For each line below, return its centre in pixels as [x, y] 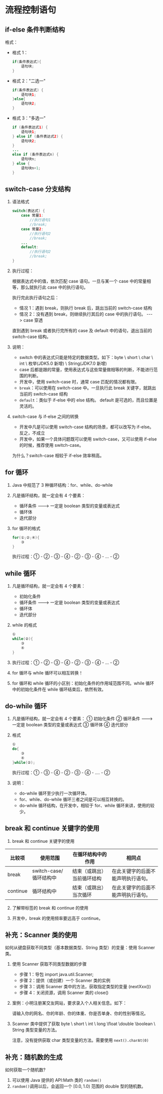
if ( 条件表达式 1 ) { [30, 127]
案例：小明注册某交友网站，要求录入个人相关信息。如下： [69, 1003]
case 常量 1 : [32, 216]
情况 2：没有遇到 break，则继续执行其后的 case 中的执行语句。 [82, 314]
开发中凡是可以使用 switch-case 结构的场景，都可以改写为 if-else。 [87, 427]
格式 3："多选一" [29, 118]
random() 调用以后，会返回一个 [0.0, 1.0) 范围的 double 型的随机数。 [79, 1086]
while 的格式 [24, 625]
